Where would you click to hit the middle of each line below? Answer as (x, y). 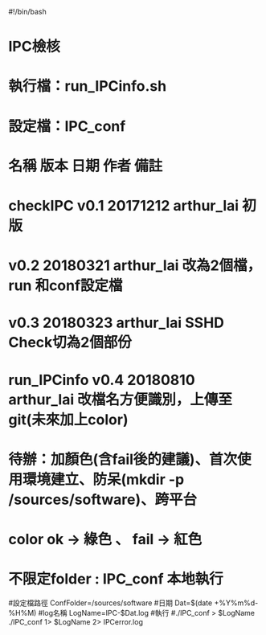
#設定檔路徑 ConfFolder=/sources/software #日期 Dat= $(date (110, 603)
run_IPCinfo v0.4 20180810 (102, 380)
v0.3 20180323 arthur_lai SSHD (117, 323)
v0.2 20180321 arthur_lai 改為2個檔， (135, 266)
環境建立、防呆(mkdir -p (104, 479)
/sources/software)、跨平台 (103, 500)
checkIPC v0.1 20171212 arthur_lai (124, 205)
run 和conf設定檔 (65, 286)
